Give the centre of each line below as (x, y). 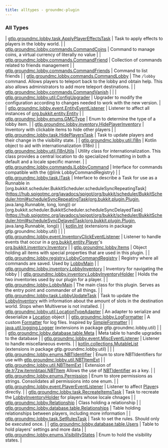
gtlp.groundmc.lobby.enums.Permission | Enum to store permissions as (79, 375)
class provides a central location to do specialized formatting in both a (78, 156)
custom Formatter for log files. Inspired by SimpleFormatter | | (69, 322)
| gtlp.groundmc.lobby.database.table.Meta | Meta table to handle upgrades (83, 333)
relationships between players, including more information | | (68, 413)
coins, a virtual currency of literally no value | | (53, 54)
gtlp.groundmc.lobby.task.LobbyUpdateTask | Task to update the (72, 295)
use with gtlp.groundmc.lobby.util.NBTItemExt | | (55, 360)
